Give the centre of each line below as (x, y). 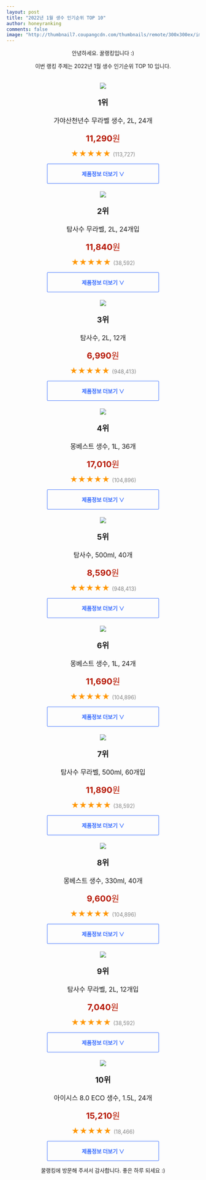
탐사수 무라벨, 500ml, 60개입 (103, 772)
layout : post (23, 12)
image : (15, 35)
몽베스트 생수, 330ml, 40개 (103, 881)
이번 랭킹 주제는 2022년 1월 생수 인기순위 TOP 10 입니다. (103, 66)
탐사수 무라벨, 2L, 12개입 (103, 990)
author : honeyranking (34, 23)
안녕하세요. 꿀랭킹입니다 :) (103, 53)
